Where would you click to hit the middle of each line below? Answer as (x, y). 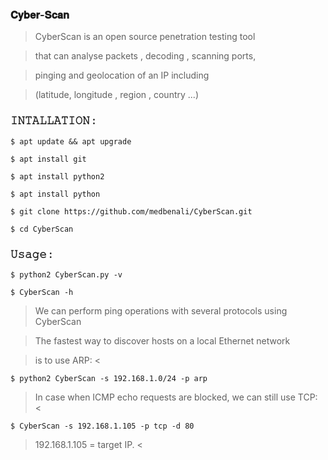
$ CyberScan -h (42, 292)
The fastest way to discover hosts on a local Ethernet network (162, 340)
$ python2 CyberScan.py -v (66, 274)
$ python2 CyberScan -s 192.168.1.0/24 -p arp (109, 378)
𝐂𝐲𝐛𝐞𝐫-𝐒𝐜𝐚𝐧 (40, 15)
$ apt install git (48, 159)
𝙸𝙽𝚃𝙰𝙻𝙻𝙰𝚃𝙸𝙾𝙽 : (53, 121)
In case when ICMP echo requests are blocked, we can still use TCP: (176, 397)
